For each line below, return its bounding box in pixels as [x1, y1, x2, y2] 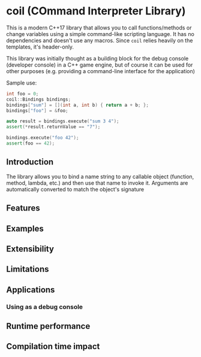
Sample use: [6, 79, 37, 86]
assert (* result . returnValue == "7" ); [6, 124, 101, 130]
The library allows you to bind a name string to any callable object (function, [6, 173, 194, 180]
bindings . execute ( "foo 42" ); [6, 135, 79, 141]
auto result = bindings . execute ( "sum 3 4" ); [6, 118, 119, 124]
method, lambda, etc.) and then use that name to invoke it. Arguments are [6, 179, 188, 187]
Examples [6, 223, 44, 233]
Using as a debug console [6, 302, 83, 311]
